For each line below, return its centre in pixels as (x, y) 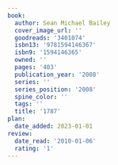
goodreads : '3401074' (50, 38)
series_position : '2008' (55, 89)
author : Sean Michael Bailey (63, 23)
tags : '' (29, 104)
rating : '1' (34, 148)
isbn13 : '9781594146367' (55, 45)
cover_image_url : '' (48, 30)
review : (20, 133)
